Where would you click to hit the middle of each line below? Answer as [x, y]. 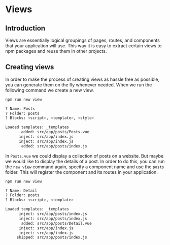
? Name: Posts [20, 109]
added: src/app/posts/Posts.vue [55, 132]
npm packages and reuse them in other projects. [56, 51]
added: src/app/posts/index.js [54, 146]
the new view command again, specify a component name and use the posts [85, 167]
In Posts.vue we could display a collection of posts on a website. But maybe [84, 156]
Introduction [25, 28]
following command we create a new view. [50, 90]
